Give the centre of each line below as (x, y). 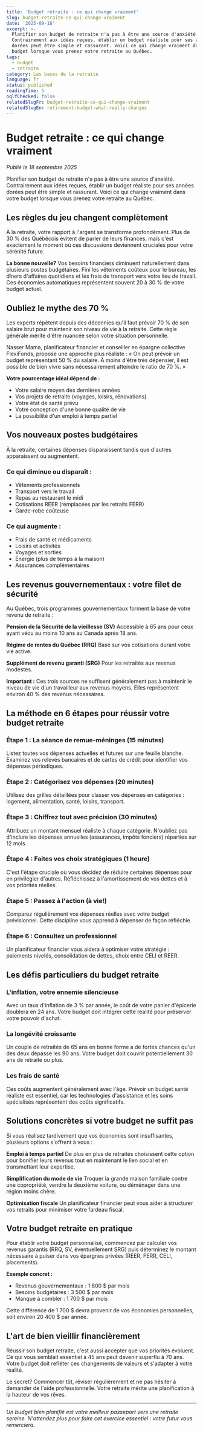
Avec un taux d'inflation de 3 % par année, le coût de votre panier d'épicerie (101, 1005)
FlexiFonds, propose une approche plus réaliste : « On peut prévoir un (93, 354)
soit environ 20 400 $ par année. (47, 1317)
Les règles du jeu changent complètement (87, 217)
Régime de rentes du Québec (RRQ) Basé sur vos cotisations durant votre (98, 645)
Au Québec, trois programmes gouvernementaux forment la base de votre (98, 609)
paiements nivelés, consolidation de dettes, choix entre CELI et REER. (93, 956)
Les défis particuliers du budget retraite (83, 975)
